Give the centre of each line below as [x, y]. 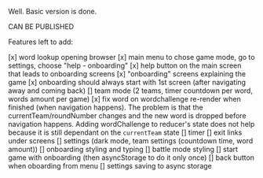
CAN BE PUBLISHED [41, 26]
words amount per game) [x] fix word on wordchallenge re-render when [124, 99]
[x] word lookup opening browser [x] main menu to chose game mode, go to [131, 57]
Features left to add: [40, 42]
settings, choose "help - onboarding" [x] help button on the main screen [125, 65]
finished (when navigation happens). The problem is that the [106, 107]
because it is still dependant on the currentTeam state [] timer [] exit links [125, 132]
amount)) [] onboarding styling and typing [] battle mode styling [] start [123, 149]
